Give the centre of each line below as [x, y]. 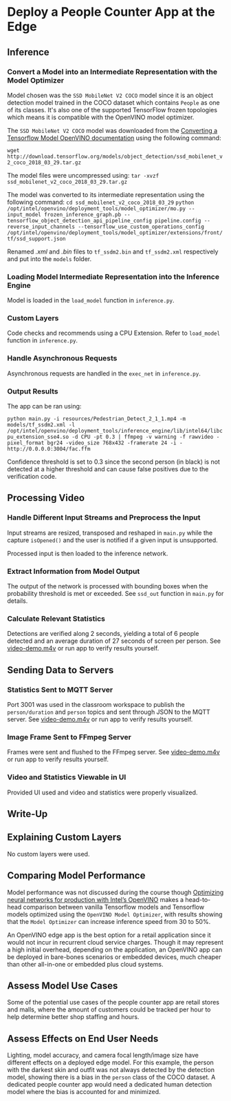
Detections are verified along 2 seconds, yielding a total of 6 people [103, 634]
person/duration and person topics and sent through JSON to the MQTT [109, 712]
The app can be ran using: [44, 407]
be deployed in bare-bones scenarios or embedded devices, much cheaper [114, 957]
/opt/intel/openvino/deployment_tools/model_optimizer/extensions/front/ [115, 233]
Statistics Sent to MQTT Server [60, 690]
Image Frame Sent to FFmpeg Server [69, 737]
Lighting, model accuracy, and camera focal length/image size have [103, 1056]
